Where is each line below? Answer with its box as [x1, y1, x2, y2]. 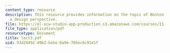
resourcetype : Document [5, 31, 56, 36]
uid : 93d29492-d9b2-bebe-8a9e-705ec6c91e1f [5, 40, 99, 45]
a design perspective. [10, 17, 58, 22]
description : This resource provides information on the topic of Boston [5, 12, 164, 17]
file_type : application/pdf [5, 26, 65, 31]
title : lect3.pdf [5, 36, 42, 41]
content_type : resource [5, 7, 56, 13]
